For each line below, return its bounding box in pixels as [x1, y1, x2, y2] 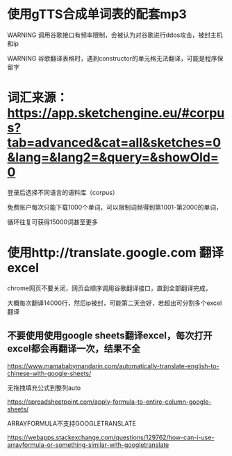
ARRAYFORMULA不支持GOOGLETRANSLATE [7, 419, 137, 427]
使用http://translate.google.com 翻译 [7, 245, 224, 261]
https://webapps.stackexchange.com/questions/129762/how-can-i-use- [7, 433, 215, 441]
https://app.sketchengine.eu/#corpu [7, 105, 225, 121]
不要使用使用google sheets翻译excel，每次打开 [7, 330, 213, 342]
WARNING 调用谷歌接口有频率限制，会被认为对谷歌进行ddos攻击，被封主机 [7, 31, 223, 39]
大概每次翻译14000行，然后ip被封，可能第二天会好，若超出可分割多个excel [7, 299, 222, 307]
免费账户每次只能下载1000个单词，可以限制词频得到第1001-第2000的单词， [7, 203, 222, 211]
